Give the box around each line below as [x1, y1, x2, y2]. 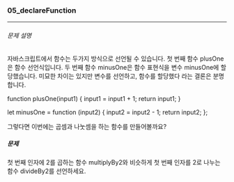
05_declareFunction [7, 6, 77, 15]
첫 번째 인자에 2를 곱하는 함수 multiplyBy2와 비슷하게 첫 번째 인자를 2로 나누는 [7, 158, 221, 167]
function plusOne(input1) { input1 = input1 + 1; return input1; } [7, 94, 181, 103]
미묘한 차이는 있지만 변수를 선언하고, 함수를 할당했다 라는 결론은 [38, 72, 212, 80]
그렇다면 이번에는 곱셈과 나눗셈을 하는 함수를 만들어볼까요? [7, 122, 167, 130]
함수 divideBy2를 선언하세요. [7, 167, 86, 176]
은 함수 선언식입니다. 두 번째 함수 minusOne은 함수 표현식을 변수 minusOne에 [7, 63, 219, 71]
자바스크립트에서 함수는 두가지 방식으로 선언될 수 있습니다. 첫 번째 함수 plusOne [7, 54, 224, 63]
